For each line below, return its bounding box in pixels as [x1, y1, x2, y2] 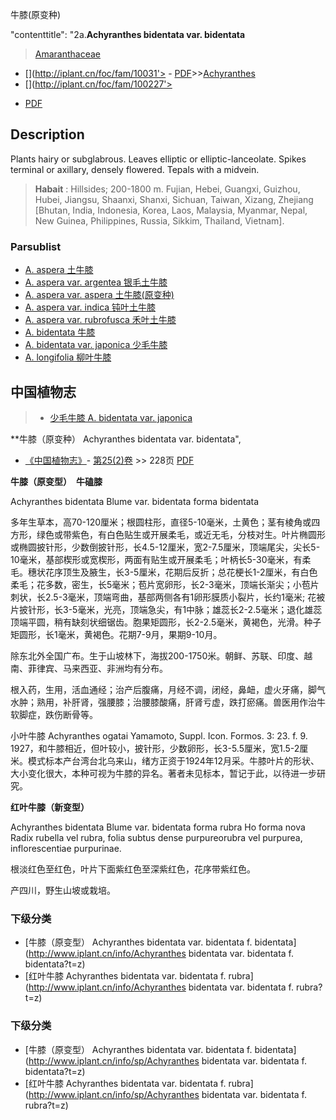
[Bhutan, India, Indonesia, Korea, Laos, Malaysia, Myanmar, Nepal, [34, 204, 308, 216]
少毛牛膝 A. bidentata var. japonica [49, 411, 193, 423]
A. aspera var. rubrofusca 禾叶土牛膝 [24, 314, 177, 326]
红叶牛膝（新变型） [10, 801, 90, 813]
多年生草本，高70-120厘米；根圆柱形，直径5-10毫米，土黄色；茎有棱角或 [10, 516, 312, 528]
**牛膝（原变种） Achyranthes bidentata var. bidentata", [10, 433, 242, 445]
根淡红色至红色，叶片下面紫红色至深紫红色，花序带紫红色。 [10, 863, 256, 875]
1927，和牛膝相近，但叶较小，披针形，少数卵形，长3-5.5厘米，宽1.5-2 [10, 742, 300, 754]
